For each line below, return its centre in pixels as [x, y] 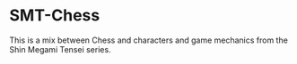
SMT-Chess [55, 16]
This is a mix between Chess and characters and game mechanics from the [149, 40]
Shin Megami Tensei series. [60, 49]
